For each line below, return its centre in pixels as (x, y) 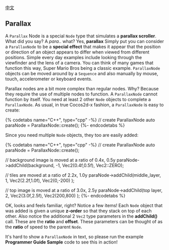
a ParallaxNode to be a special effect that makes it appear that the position (83, 46)
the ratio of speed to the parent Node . (44, 227)
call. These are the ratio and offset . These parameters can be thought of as (84, 221)
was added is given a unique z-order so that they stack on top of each (78, 211)
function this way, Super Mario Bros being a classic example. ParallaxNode (83, 68)
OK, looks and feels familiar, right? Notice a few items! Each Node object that (84, 205)
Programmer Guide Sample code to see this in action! (62, 242)
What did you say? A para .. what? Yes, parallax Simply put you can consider (85, 41)
